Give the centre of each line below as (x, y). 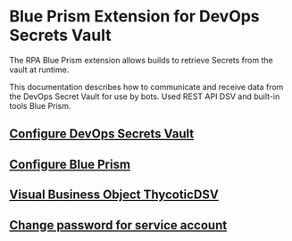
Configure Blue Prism (70, 164)
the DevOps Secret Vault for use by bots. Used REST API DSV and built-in (145, 96)
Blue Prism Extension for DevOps (135, 17)
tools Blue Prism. (40, 105)
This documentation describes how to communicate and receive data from (146, 87)
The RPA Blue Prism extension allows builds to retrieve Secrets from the (142, 60)
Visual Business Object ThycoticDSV (114, 195)
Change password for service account (118, 225)
